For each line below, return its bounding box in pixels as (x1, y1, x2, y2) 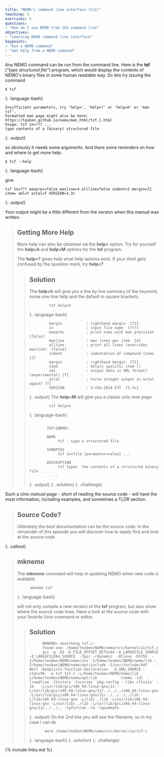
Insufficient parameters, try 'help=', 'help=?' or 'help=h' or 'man (5, 105, 150, 110)
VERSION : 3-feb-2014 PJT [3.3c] (49, 386, 139, 391)
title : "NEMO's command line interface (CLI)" (5, 7, 102, 12)
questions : (5, 21, 27, 26)
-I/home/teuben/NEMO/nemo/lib (90, 658, 152, 663)
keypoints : (5, 39, 27, 44)
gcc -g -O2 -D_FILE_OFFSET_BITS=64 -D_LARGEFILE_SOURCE (42, 650, 159, 655)
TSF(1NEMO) (46, 426, 69, 431)
